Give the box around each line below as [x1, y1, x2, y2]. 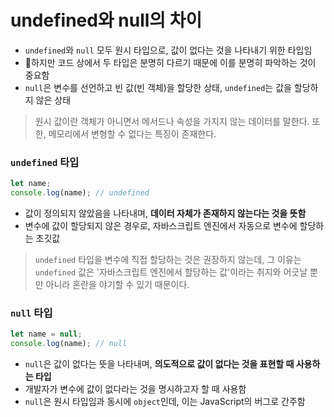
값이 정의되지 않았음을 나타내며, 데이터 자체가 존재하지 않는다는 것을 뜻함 [24, 207, 307, 219]
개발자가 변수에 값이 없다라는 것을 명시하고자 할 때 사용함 [24, 383, 247, 395]
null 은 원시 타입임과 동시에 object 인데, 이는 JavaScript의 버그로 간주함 [24, 396, 306, 408]
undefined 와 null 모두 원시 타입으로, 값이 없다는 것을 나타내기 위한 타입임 [24, 44, 313, 56]
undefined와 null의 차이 [10, 9, 203, 32]
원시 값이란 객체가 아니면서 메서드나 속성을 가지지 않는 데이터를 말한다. [34, 115, 310, 127]
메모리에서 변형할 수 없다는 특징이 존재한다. [48, 127, 217, 140]
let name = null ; [10, 329, 83, 340]
